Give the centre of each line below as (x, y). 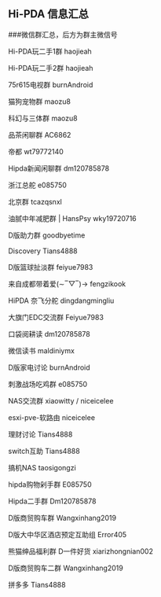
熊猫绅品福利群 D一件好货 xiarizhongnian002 (80, 551)
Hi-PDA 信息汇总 (48, 14)
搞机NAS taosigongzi (42, 467)
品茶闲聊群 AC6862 (40, 135)
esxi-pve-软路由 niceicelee (52, 417)
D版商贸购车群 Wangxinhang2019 (62, 518)
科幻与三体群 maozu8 (43, 118)
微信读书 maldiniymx (41, 350)
